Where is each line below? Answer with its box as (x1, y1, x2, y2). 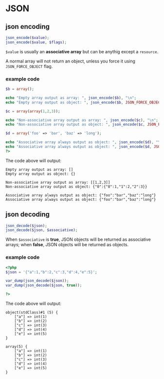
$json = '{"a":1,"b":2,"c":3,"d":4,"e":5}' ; (5, 270, 97, 274)
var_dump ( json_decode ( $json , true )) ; (5, 283, 82, 288)
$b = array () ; (5, 86, 35, 92)
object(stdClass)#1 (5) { (5, 310, 58, 315)
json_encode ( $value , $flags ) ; (5, 40, 67, 44)
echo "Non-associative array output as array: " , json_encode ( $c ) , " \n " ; (5, 118, 159, 123)
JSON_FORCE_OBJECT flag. (5, 63, 53, 69)
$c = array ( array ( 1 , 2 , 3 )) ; (5, 108, 60, 114)
